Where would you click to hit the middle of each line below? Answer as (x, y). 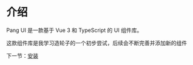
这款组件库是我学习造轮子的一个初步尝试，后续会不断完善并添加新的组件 (96, 43)
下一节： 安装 (22, 55)
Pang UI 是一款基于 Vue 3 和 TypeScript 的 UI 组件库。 (74, 30)
